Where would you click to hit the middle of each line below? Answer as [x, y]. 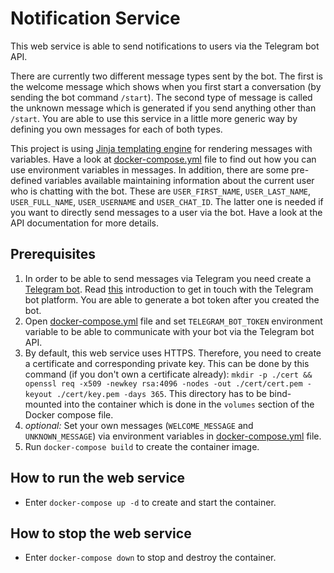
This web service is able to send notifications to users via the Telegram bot [165, 46]
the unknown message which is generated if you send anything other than [163, 108]
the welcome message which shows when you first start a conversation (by [166, 86]
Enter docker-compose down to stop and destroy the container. [150, 558]
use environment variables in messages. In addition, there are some [150, 169]
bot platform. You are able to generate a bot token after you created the [172, 299]
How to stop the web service [101, 533]
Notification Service [95, 18]
